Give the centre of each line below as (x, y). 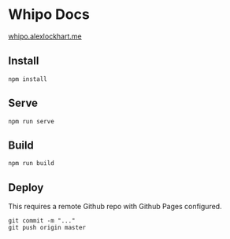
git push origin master (47, 228)
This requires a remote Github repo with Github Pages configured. (115, 207)
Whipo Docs (49, 15)
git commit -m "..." (42, 221)
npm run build (32, 164)
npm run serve (32, 121)
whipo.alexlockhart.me (45, 36)
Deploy (26, 188)
